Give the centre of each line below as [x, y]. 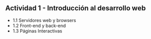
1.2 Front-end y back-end [39, 25]
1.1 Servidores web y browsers [44, 20]
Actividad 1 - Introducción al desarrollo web [75, 8]
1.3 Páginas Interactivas [37, 31]
